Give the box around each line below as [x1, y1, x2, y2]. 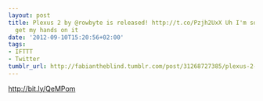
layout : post [8, 11, 51, 20]
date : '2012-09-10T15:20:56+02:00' [8, 33, 124, 41]
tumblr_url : [8, 63, 47, 70]
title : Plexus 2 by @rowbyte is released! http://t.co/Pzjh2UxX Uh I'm [8, 19, 247, 27]
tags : [8, 41, 26, 49]
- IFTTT [8, 48, 34, 56]
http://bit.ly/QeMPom [8, 84, 76, 93]
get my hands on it [15, 26, 79, 34]
